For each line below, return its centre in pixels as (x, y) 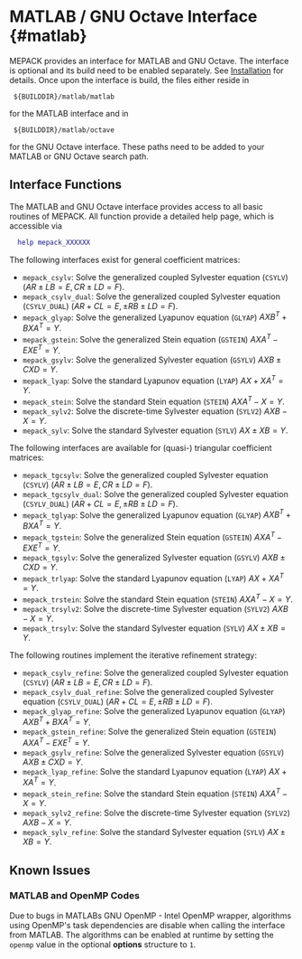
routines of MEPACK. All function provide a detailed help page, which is (142, 216)
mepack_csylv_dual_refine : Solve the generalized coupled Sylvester (148, 691)
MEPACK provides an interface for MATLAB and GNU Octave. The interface (149, 61)
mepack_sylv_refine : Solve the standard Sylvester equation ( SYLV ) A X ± (154, 832)
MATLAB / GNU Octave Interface (133, 17)
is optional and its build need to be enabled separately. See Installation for (146, 71)
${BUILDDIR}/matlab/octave (64, 130)
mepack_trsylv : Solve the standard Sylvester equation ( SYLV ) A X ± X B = (154, 628)
